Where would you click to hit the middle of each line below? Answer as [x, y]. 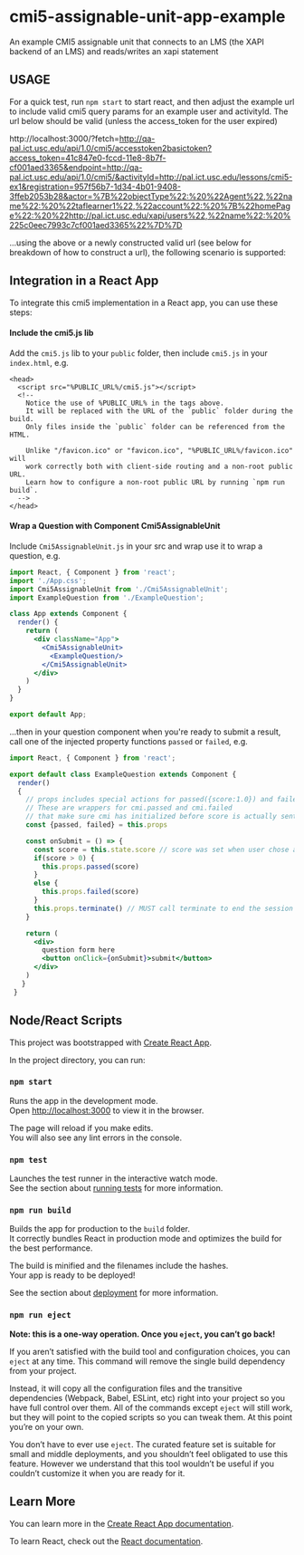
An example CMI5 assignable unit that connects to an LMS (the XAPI [137, 42]
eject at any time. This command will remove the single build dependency [147, 1361]
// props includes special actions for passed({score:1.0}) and [149, 800]
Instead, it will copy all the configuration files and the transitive [126, 1388]
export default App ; [48, 715]
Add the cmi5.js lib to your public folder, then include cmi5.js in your [139, 353]
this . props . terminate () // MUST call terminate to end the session [163, 908]
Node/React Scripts [66, 1021]
